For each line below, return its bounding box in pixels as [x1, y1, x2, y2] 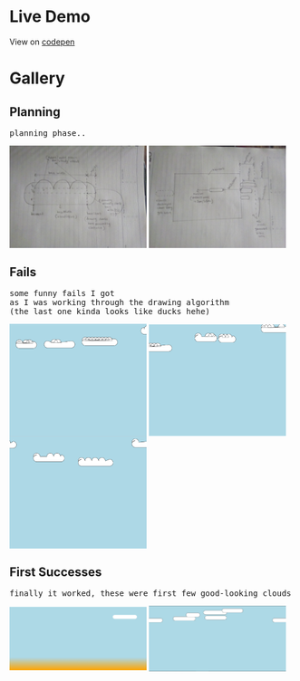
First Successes [9, 564, 102, 580]
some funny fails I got [9, 288, 115, 299]
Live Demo [9, 6, 91, 27]
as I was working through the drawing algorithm [9, 297, 229, 308]
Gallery [9, 68, 65, 89]
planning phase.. [9, 128, 86, 138]
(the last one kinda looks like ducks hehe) [9, 306, 211, 317]
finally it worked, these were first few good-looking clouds [9, 589, 292, 599]
